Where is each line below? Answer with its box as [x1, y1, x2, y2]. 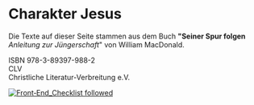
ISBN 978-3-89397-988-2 [8, 55, 95, 65]
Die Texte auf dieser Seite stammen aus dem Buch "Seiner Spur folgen [8, 31, 246, 41]
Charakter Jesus [8, 5, 123, 23]
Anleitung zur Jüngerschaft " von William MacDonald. [8, 39, 185, 49]
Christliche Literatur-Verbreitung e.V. [8, 72, 131, 82]
